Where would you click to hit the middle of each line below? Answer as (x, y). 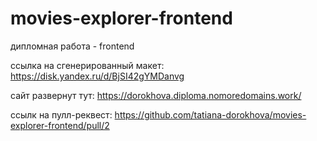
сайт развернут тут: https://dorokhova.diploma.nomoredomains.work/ (156, 95)
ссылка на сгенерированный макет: (87, 65)
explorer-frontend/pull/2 (60, 125)
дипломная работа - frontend (72, 46)
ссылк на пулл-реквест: (61, 114)
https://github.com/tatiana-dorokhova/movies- (210, 114)
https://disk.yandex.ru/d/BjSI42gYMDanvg (97, 76)
